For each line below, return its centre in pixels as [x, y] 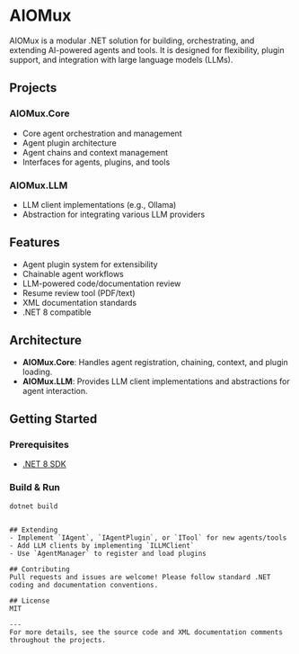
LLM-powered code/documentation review [101, 283]
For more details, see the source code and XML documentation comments [146, 632]
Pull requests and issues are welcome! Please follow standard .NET [140, 578]
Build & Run [35, 488]
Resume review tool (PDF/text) [79, 292]
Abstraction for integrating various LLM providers [114, 214]
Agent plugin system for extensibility [90, 264]
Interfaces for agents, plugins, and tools [96, 162]
